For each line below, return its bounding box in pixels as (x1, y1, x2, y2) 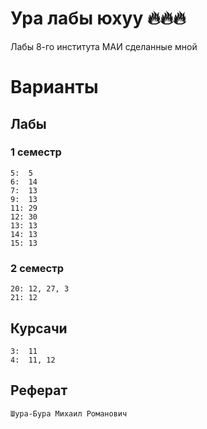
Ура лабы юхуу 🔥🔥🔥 (10, 7, 187, 30)
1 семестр (10, 145, 62, 159)
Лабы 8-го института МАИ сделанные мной (10, 40, 198, 52)
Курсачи (10, 320, 68, 337)
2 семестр (10, 261, 64, 275)
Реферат (10, 382, 68, 399)
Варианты (10, 76, 99, 99)
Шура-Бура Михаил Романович (10, 408, 128, 419)
